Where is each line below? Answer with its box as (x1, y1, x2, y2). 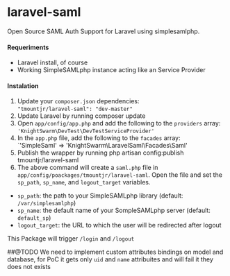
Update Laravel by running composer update (17, 112, 146, 120)
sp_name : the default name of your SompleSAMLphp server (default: (17, 206, 211, 215)
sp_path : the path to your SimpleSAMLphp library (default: (17, 191, 183, 200)
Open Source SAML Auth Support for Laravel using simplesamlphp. (7, 27, 200, 35)
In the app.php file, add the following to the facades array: (17, 134, 181, 142)
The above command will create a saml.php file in (17, 164, 158, 172)
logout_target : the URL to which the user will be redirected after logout (17, 221, 222, 230)
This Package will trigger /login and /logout (7, 234, 135, 243)
